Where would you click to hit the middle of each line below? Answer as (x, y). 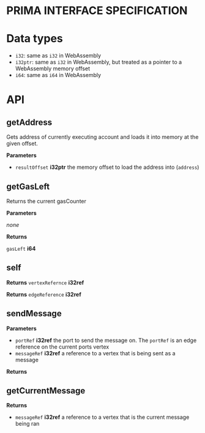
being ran (27, 424)
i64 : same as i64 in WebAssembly (58, 75)
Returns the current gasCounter (47, 201)
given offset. (22, 144)
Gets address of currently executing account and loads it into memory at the (102, 137)
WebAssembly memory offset (53, 68)
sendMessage (34, 313)
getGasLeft (28, 186)
